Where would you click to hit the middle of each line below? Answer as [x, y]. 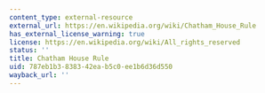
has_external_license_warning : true [77, 34]
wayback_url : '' [39, 75]
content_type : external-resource [71, 17]
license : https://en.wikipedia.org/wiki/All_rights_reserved [125, 42]
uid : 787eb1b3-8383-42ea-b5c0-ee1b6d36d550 [91, 67]
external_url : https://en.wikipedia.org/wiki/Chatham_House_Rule [132, 26]
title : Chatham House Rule [59, 58]
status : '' [29, 50]
